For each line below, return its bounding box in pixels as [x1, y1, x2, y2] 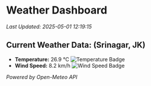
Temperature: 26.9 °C [14, 55, 69, 62]
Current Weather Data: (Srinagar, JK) [6, 40, 146, 50]
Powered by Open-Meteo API [6, 73, 78, 80]
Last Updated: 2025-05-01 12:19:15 [6, 23, 92, 30]
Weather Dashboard [6, 4, 108, 17]
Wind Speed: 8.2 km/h [14, 62, 71, 69]
